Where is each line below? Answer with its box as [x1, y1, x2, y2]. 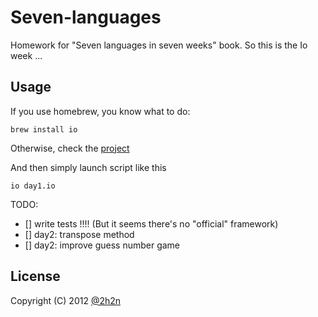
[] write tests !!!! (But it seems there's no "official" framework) [24, 217, 279, 230]
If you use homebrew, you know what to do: [10, 105, 191, 117]
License [10, 268, 61, 285]
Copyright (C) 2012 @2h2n [10, 294, 122, 306]
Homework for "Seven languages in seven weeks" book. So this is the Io [10, 39, 308, 51]
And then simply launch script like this [10, 161, 167, 173]
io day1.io [10, 181, 56, 191]
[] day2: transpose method [24, 228, 135, 240]
